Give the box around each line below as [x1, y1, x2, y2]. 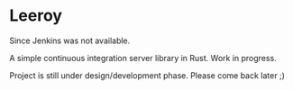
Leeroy [9, 5, 63, 26]
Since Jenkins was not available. [9, 35, 131, 46]
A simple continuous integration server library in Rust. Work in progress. [9, 52, 277, 63]
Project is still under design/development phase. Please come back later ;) [9, 69, 286, 81]
